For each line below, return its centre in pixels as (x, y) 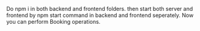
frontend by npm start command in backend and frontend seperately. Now (100, 15)
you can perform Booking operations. (54, 22)
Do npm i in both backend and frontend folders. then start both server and (100, 9)
